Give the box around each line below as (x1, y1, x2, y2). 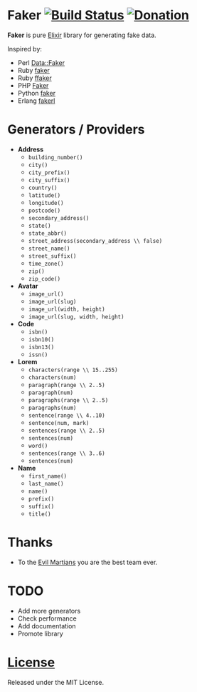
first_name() (28, 472, 68, 480)
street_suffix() (28, 252, 77, 260)
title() (28, 511, 51, 518)
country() (28, 184, 58, 191)
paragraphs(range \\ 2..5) (28, 396, 109, 403)
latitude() (28, 191, 61, 199)
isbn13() (28, 344, 55, 351)
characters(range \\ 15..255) (28, 366, 119, 373)
